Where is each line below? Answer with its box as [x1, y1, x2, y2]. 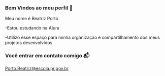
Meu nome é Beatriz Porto [5, 16, 59, 22]
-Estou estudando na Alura [5, 25, 60, 31]
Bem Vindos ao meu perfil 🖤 [5, 4, 73, 11]
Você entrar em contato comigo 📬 [5, 52, 90, 59]
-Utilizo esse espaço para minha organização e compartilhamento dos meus [5, 34, 160, 41]
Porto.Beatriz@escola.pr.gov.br [5, 65, 69, 71]
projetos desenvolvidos [5, 40, 53, 46]
